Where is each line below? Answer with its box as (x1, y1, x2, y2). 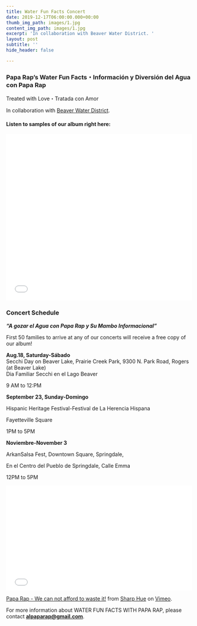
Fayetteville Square (6, 416, 53, 423)
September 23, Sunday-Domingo (6, 393, 88, 400)
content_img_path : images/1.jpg (6, 25, 86, 31)
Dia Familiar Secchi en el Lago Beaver (6, 370, 98, 377)
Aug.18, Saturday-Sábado (6, 351, 71, 358)
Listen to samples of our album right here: (6, 120, 111, 127)
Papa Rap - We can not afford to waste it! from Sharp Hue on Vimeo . (6, 595, 173, 602)
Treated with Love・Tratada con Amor (6, 95, 99, 102)
